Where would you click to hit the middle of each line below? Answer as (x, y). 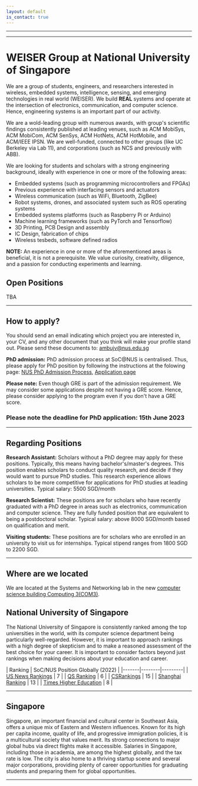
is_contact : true (27, 17)
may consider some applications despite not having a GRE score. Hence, (94, 390)
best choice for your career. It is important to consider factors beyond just (96, 652)
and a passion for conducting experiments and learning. (74, 264)
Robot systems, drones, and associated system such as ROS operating (100, 202)
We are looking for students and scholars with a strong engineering (88, 166)
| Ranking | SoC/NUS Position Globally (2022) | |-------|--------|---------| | (97, 669)
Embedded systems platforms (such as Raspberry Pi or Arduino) (93, 215)
